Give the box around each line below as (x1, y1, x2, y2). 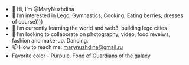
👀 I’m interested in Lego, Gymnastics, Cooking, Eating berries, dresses (11, 12, 183, 19)
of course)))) (11, 18, 43, 25)
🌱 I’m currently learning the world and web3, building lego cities (11, 24, 167, 31)
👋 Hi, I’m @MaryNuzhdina (11, 6, 75, 12)
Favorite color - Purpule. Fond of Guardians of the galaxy (11, 52, 151, 59)
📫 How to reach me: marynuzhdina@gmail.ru (11, 44, 123, 50)
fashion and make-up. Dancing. (11, 37, 89, 44)
